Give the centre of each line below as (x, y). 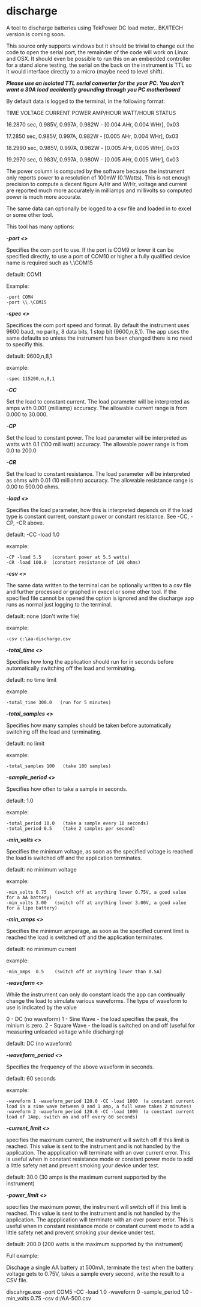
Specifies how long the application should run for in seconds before (90, 661)
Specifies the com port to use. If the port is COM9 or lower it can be (90, 250)
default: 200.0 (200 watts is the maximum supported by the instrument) (95, 1244)
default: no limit (25, 743)
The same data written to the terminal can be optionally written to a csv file (99, 585)
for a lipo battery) (32, 908)
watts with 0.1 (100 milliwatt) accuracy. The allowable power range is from (97, 444)
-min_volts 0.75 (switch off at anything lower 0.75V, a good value (96, 892)
